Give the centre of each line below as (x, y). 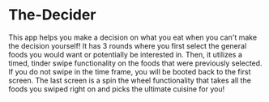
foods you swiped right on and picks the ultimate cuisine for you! (117, 89)
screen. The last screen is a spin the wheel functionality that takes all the (130, 80)
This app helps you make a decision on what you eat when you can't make (133, 37)
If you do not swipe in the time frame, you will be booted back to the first (130, 71)
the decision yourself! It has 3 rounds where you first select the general (128, 45)
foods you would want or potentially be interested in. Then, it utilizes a (126, 54)
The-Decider (52, 15)
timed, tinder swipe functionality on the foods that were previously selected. (135, 63)
